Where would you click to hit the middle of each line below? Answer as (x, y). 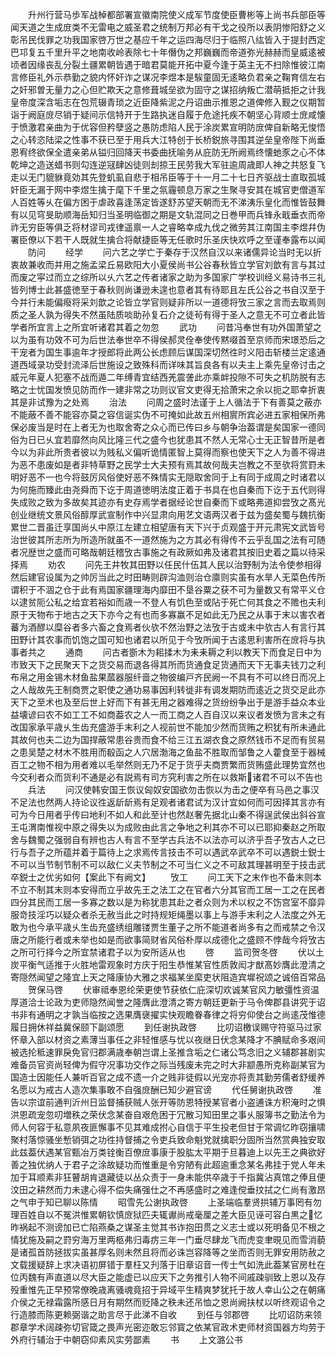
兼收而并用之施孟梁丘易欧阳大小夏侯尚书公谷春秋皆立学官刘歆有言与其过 (176, 264)
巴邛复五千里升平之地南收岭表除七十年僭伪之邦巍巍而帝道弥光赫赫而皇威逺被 (168, 52)
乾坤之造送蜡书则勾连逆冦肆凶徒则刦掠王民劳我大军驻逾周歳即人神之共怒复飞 (168, 164)
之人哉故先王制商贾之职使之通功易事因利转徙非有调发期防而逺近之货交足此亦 (168, 689)
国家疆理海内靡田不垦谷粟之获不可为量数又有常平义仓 (216, 589)
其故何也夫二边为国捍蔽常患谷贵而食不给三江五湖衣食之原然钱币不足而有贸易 (168, 739)
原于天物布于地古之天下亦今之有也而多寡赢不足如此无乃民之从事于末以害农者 (168, 614)
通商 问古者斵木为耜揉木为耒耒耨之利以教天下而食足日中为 (193, 652)
